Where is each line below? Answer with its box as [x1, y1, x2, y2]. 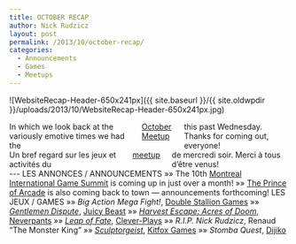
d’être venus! [171, 158, 220, 169]
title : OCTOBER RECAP [9, 12, 90, 22]
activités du [9, 158, 51, 169]
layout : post [9, 29, 58, 38]
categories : [9, 46, 53, 55]
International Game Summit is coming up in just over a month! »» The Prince [9, 178, 287, 188]
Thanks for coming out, [183, 130, 269, 141]
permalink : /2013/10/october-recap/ [9, 37, 144, 47]
